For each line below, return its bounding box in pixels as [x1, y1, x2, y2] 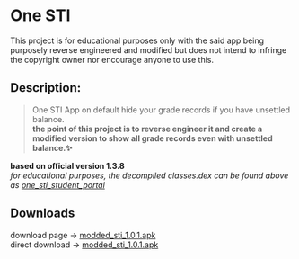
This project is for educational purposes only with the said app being [10, 35, 264, 46]
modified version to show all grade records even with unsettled [31, 132, 273, 144]
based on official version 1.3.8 [10, 160, 125, 171]
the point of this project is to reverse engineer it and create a [31, 123, 263, 134]
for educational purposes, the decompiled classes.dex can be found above [10, 170, 289, 181]
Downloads [10, 206, 75, 221]
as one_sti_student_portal [10, 179, 106, 190]
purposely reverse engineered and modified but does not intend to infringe [10, 44, 287, 55]
